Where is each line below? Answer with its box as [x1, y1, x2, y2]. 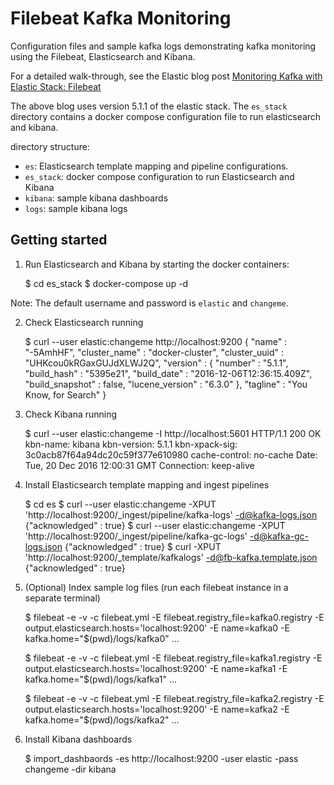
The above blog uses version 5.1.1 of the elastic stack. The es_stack [10, 100, 288, 112]
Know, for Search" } [24, 388, 107, 401]
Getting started [10, 232, 108, 249]
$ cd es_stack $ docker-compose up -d [24, 277, 189, 289]
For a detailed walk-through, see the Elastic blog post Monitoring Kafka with [10, 70, 323, 82]
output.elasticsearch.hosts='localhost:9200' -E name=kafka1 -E [24, 662, 288, 674]
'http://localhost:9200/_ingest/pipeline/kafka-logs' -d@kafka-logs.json [24, 508, 318, 521]
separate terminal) [24, 592, 101, 604]
